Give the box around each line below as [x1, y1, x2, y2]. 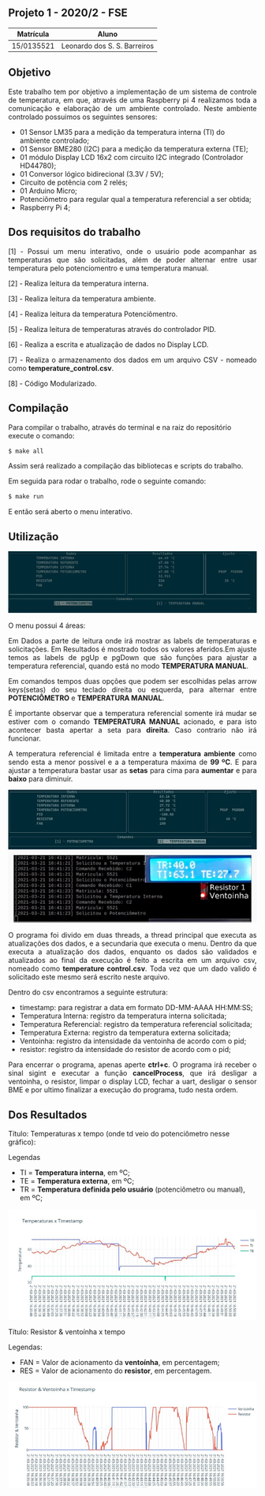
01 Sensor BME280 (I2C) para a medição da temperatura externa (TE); [19, 144, 248, 153]
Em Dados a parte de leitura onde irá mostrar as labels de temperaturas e [8, 636, 257, 645]
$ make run [8, 493, 44, 501]
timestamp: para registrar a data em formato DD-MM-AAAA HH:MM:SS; [19, 1003, 254, 1013]
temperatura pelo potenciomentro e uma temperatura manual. [8, 263, 209, 273]
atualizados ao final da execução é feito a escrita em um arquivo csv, [8, 956, 257, 965]
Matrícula [17, 29, 50, 39]
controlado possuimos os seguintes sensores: [8, 112, 158, 121]
